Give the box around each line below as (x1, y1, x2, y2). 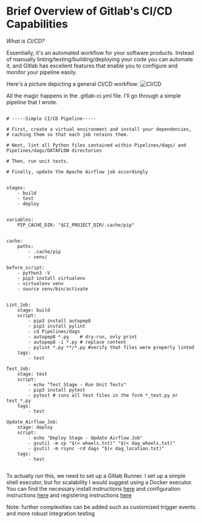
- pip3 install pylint (28, 323, 86, 329)
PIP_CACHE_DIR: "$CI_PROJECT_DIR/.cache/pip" (17, 222, 135, 228)
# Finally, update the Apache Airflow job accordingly (6, 168, 148, 175)
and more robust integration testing (6, 510, 96, 517)
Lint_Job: (6, 302, 32, 308)
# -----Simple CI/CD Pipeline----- (6, 116, 97, 122)
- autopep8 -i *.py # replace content (28, 339, 127, 345)
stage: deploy (17, 424, 53, 430)
